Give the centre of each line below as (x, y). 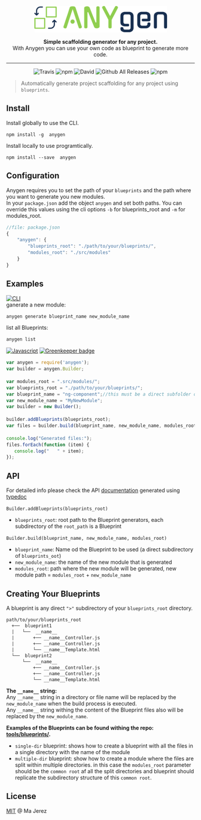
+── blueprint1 (32, 625)
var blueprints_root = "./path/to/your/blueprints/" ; (75, 388)
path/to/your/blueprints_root (44, 619)
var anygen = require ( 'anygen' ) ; (48, 363)
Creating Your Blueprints (53, 593)
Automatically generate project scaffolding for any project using (99, 83)
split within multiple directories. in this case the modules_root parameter (103, 765)
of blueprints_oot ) (38, 556)
